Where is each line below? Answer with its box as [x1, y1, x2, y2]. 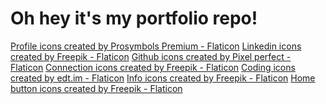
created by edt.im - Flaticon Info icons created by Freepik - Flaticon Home [10, 72, 316, 84]
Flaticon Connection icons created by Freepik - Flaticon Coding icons [10, 61, 296, 73]
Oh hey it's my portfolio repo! [10, 7, 258, 30]
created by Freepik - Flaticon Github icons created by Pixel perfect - [10, 50, 292, 62]
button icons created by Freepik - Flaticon [10, 82, 183, 94]
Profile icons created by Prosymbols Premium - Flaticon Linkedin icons [10, 40, 302, 52]
